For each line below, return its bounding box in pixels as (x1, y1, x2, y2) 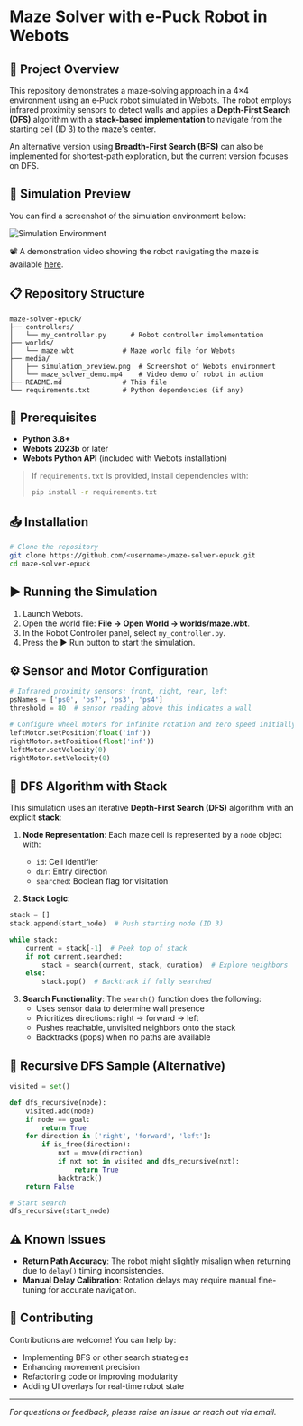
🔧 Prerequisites (9, 410, 97, 426)
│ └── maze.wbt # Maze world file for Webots (9, 345, 236, 355)
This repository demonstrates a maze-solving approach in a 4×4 (9, 86, 250, 96)
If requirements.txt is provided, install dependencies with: (31, 471, 249, 482)
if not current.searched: (25, 952, 124, 961)
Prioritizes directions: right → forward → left (35, 1013, 199, 1024)
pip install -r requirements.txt (31, 488, 158, 497)
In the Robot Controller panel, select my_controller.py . (22, 627, 226, 638)
